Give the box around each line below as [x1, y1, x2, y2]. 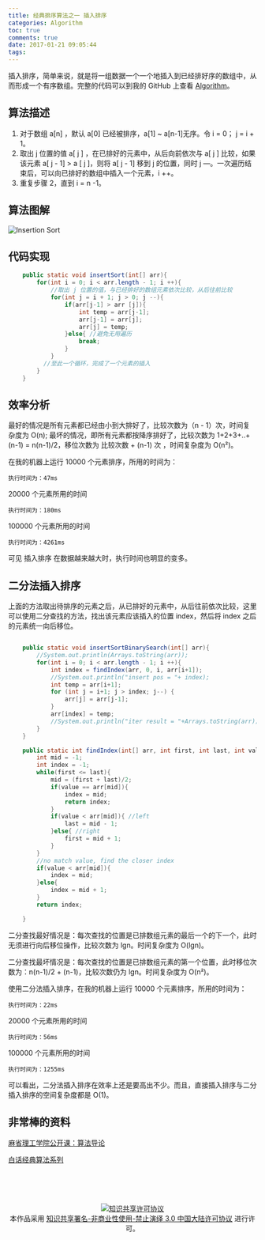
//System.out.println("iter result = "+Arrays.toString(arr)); [50, 717, 263, 725]
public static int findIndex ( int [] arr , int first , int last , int [22, 747, 245, 754]
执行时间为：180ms [8, 507, 62, 515]
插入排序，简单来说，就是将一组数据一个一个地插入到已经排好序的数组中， [8, 71, 250, 80]
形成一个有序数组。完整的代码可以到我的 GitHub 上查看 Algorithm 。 [14, 81, 234, 90]
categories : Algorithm [8, 19, 83, 27]
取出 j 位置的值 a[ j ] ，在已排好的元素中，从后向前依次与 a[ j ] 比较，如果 [19, 148, 256, 158]
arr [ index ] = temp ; [50, 710, 114, 718]
